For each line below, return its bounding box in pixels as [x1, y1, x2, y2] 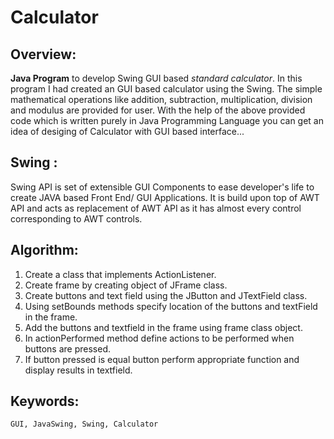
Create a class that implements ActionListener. [24, 268, 217, 280]
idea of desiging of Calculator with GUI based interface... [10, 126, 245, 137]
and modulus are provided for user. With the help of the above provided [10, 104, 306, 116]
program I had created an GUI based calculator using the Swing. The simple [10, 83, 323, 95]
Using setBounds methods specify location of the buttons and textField [24, 300, 318, 312]
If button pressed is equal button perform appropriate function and [24, 353, 300, 365]
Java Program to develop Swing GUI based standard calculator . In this [10, 72, 303, 84]
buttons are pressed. [24, 342, 111, 355]
